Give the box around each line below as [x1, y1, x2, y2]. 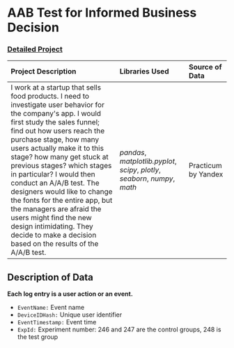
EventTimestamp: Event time [17, 318, 97, 326]
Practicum [188, 161, 223, 171]
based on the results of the [10, 239, 99, 249]
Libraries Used [119, 67, 169, 76]
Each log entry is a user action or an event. [7, 290, 134, 298]
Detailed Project [7, 44, 63, 54]
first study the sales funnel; [10, 117, 100, 127]
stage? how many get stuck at [10, 152, 109, 162]
